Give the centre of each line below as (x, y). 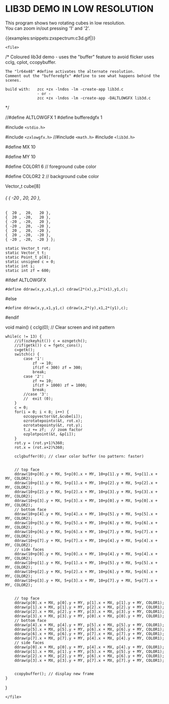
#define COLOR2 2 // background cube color (52, 176)
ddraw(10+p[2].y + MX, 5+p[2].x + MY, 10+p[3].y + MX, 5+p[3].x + (86, 492)
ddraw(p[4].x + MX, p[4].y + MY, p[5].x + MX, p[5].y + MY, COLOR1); (90, 625)
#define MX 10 (21, 147)
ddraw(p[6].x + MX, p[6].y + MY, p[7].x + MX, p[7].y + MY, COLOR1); (90, 634)
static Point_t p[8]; (28, 257)
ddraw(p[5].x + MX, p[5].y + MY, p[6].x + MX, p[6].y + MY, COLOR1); (90, 629)
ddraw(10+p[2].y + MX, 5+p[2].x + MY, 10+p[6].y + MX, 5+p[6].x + (86, 572)
